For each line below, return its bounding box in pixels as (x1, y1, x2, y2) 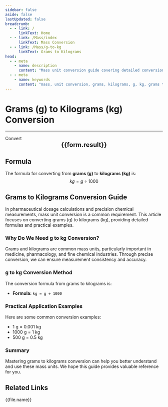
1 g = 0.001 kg (12, 324, 41, 330)
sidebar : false (5, 7, 37, 13)
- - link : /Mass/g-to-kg (9, 45, 61, 50)
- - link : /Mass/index (9, 36, 57, 41)
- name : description (14, 63, 57, 68)
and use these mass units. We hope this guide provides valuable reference (5, 363, 159, 369)
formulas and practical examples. (5, 222, 74, 228)
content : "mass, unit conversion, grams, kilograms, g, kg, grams (18, 82, 160, 87)
